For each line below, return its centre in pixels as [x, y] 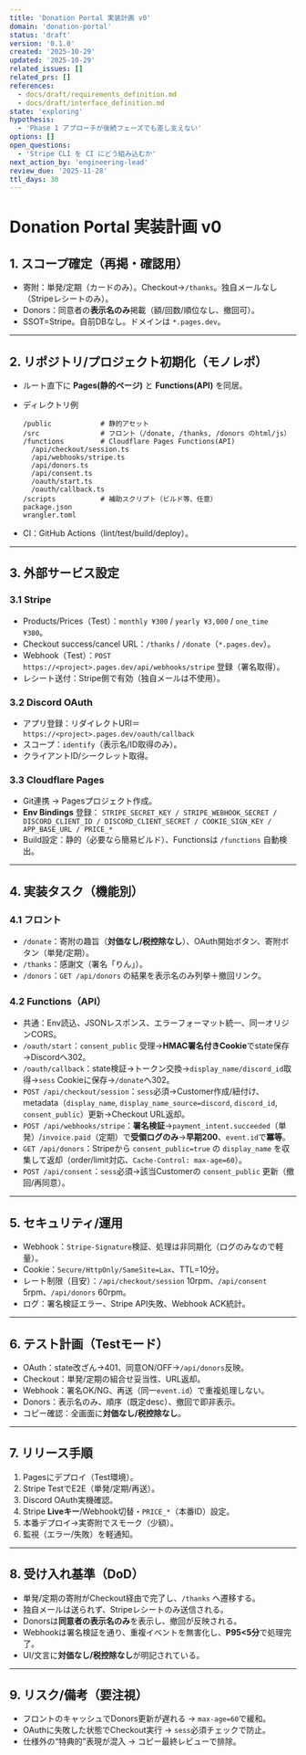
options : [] [32, 137]
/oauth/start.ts [62, 482]
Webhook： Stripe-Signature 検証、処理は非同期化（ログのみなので [149, 1246]
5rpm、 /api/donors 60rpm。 [76, 1292]
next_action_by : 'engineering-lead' [79, 162]
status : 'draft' [40, 35]
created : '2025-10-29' [52, 52]
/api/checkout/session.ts [80, 450]
